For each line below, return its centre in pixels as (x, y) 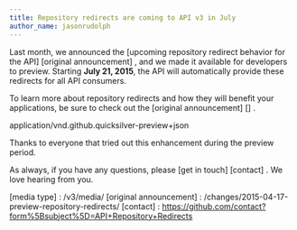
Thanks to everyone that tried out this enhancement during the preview (142, 143)
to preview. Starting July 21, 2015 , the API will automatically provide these (147, 71)
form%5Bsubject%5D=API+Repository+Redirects (101, 216)
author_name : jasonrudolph (60, 26)
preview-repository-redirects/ (65, 206)
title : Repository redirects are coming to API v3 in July (123, 18)
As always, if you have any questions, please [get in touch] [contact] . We (146, 170)
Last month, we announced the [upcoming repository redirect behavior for (148, 51)
